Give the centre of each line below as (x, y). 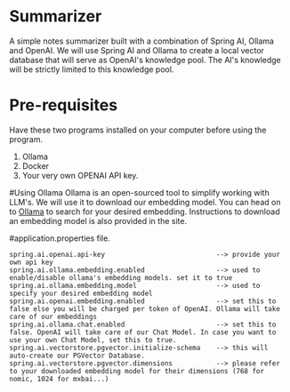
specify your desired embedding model (81, 293)
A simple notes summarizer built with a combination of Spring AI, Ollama (141, 41)
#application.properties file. (60, 238)
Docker (36, 165)
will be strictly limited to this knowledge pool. (92, 69)
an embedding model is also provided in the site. (98, 220)
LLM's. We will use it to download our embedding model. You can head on (145, 202)
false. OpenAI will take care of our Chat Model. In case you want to (143, 332)
